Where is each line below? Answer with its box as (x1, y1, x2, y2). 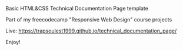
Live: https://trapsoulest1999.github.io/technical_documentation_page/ (5, 27, 177, 34)
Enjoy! (5, 39, 21, 45)
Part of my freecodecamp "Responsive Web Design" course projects (5, 16, 172, 23)
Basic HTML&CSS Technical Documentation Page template (5, 5, 148, 12)
